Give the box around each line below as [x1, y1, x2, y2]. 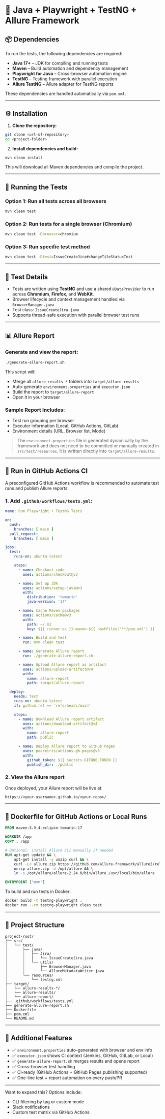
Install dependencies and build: [12, 145, 78, 152]
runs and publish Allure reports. [5, 485, 69, 491]
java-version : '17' [27, 599, 67, 604]
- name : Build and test [18, 635, 67, 640]
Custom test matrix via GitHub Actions [12, 1109, 90, 1115]
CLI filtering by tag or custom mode [12, 1098, 84, 1105]
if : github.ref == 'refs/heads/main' [14, 703, 91, 708]
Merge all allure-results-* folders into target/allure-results [12, 378, 139, 384]
